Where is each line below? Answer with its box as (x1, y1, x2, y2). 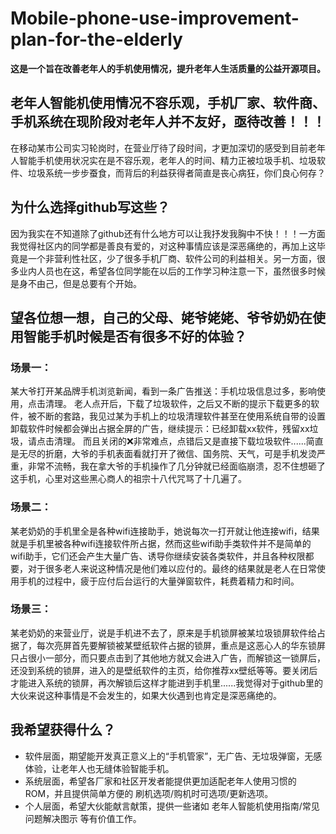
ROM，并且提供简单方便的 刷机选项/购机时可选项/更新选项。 (24, 787, 274, 799)
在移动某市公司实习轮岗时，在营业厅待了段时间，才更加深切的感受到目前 (10, 142, 308, 154)
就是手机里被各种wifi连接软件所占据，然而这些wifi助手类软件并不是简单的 (10, 537, 312, 549)
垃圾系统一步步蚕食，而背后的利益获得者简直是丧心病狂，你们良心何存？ (27, 167, 326, 179)
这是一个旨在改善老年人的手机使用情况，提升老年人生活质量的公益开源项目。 (10, 62, 326, 74)
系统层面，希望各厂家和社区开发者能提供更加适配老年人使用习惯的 (24, 775, 297, 787)
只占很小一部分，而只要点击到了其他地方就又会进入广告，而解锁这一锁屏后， (10, 652, 326, 664)
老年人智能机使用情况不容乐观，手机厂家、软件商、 (10, 95, 326, 112)
